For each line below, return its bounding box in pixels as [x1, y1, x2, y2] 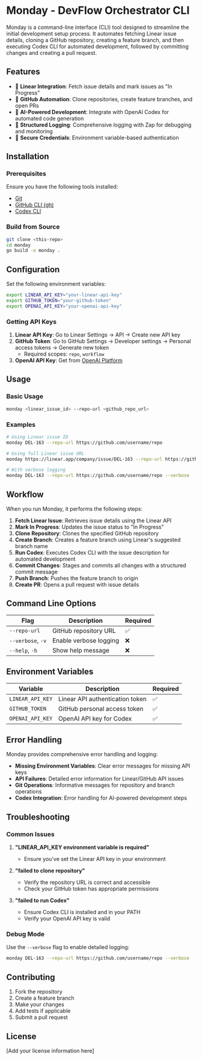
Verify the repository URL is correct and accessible [23, 879, 151, 886]
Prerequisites [6, 169, 46, 178]
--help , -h [9, 646, 38, 654]
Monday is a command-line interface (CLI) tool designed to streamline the [6, 24, 189, 31]
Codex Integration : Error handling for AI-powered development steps [14, 794, 188, 802]
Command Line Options [6, 598, 96, 609]
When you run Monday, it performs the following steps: [6, 505, 143, 513]
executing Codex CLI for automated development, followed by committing [6, 43, 189, 50]
